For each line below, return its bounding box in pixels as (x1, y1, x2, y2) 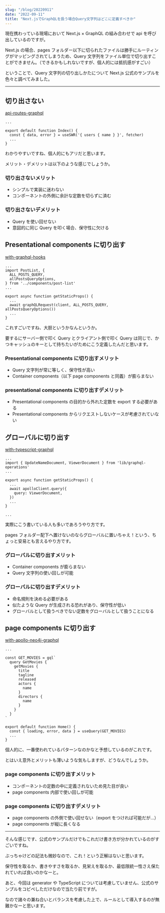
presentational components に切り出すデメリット (5, 386, 124, 393)
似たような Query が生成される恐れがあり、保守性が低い (12, 602, 126, 608)
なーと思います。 (13, 903, 48, 909)
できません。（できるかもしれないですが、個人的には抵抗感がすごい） (13, 60, 153, 66)
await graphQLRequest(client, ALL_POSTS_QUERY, (9, 302, 109, 307)
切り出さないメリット (5, 175, 55, 182)
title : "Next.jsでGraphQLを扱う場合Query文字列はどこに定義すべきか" (5, 16, 136, 21)
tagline (18, 673, 34, 678)
